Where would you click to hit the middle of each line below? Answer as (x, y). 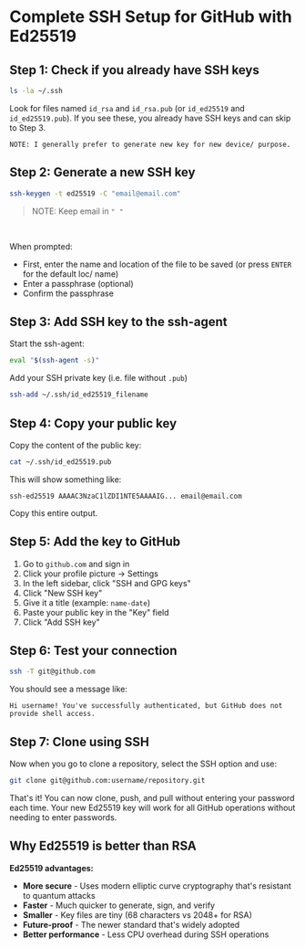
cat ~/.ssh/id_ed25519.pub (61, 462)
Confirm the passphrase (68, 293)
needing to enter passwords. (63, 817)
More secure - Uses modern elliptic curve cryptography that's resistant (157, 886)
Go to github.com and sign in (76, 564)
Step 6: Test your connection (93, 651)
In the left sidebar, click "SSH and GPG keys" (107, 583)
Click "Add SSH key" (61, 622)
